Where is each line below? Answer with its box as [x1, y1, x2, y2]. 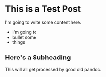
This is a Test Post [5, 3, 81, 15]
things [12, 39, 26, 45]
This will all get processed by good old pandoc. [5, 66, 102, 72]
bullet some [12, 34, 36, 40]
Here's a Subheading [5, 54, 71, 62]
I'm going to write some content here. [5, 19, 81, 25]
